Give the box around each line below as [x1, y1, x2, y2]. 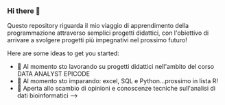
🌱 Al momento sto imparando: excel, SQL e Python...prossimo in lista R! [16, 77, 218, 85]
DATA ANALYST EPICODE [16, 70, 91, 78]
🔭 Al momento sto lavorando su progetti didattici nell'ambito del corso [16, 63, 215, 71]
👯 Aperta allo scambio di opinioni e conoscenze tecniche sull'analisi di [16, 85, 216, 93]
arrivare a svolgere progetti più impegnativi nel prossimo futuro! [7, 36, 187, 44]
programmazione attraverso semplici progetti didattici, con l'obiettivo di [7, 29, 209, 37]
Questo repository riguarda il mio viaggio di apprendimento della [7, 22, 189, 30]
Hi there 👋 [7, 6, 41, 16]
